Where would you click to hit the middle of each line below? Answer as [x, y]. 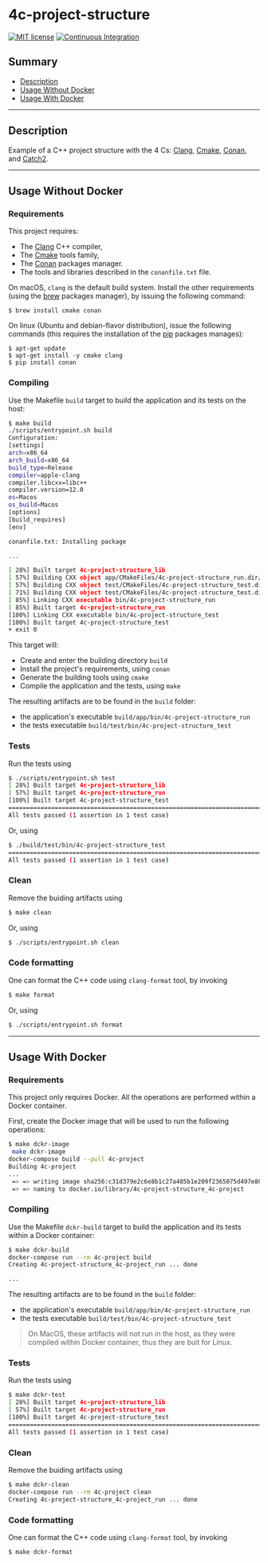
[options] [25, 513]
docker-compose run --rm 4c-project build [80, 1257]
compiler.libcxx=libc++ [48, 482]
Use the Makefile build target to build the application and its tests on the [127, 400]
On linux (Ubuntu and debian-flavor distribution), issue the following [120, 326]
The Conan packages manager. [71, 264]
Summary [33, 62]
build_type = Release [41, 468]
